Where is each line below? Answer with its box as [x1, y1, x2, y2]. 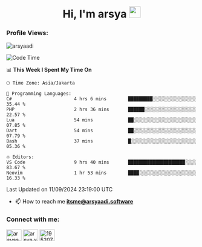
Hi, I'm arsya [62, 7, 127, 21]
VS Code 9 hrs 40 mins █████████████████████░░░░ [6, 159, 197, 165]
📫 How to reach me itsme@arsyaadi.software [15, 198, 134, 205]
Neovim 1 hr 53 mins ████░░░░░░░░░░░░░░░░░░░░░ [6, 170, 197, 176]
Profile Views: [6, 29, 48, 37]
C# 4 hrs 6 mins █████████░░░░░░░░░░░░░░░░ [6, 96, 197, 102]
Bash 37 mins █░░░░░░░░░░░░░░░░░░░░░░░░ [6, 138, 197, 144]
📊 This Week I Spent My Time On [6, 66, 92, 74]
